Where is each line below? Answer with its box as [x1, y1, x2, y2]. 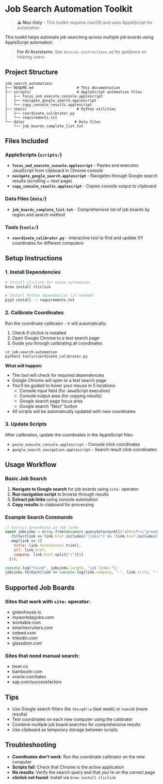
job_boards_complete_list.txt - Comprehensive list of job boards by [12, 206, 150, 212]
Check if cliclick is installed [12, 330, 66, 336]
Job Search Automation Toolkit [5, 3, 132, 15]
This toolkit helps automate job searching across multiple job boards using [5, 34, 154, 40]
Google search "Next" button [19, 403, 78, 409]
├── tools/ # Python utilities [5, 106, 116, 112]
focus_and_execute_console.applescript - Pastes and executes [12, 162, 139, 169]
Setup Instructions [5, 254, 63, 263]
